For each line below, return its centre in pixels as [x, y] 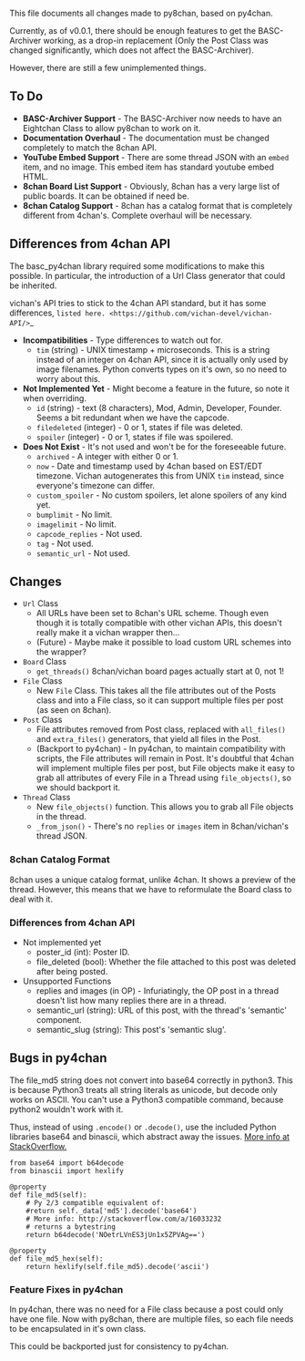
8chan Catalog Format [60, 860]
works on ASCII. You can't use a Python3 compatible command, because [147, 1099]
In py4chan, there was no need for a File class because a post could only [147, 1309]
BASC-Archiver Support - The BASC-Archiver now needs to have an [152, 119]
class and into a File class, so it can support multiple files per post [160, 700]
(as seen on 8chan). [74, 710]
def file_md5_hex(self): [56, 1258]
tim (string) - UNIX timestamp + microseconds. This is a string [153, 349]
